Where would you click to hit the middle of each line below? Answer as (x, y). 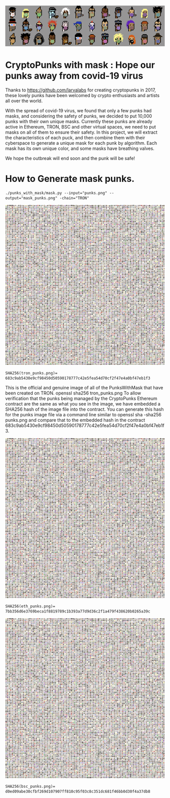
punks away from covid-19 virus (74, 76)
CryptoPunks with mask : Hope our (80, 65)
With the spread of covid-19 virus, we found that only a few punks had (78, 110)
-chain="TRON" (74, 198)
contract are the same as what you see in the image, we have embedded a (83, 404)
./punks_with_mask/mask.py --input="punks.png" (56, 193)
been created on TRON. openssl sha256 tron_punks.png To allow (73, 393)
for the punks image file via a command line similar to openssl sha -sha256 (83, 414)
